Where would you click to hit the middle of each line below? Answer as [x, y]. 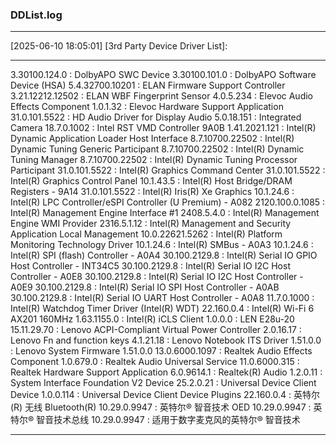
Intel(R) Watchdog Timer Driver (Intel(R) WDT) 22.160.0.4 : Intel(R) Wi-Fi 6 [162, 309]
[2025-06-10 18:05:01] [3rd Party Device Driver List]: [119, 46]
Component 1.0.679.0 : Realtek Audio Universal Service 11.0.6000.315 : [155, 362]
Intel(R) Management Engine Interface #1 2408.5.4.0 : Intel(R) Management [165, 213]
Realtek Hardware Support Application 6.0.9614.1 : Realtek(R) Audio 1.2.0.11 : [166, 372]
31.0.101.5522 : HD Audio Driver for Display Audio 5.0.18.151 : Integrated [156, 117]
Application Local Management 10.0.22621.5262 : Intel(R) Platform [146, 234]
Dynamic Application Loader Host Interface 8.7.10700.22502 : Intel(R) [152, 139]
